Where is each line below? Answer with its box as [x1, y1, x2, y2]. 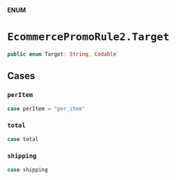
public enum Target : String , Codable [7, 50, 117, 58]
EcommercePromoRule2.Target [7, 31, 170, 44]
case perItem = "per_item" [7, 105, 86, 112]
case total [7, 135, 39, 142]
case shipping [7, 166, 49, 173]
